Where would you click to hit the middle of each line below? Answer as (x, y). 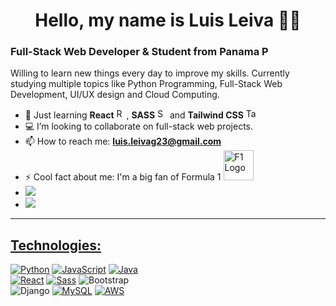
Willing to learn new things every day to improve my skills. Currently (150, 73)
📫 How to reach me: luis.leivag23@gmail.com (123, 141)
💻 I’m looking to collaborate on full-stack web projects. (139, 126)
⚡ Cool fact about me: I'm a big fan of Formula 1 (123, 177)
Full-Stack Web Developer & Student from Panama (135, 52)
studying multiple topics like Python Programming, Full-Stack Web (146, 84)
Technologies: (56, 245)
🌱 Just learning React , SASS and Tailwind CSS (134, 115)
